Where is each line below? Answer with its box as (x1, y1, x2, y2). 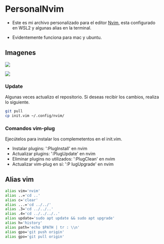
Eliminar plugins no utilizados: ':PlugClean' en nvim (12, 156, 115, 162)
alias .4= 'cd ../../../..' (5, 211, 60, 217)
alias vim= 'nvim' (5, 188, 41, 193)
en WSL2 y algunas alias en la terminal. (12, 25, 92, 30)
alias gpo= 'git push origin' (5, 229, 65, 234)
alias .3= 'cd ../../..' (5, 207, 54, 212)
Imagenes (5, 49, 36, 57)
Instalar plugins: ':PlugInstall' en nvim (12, 146, 88, 152)
